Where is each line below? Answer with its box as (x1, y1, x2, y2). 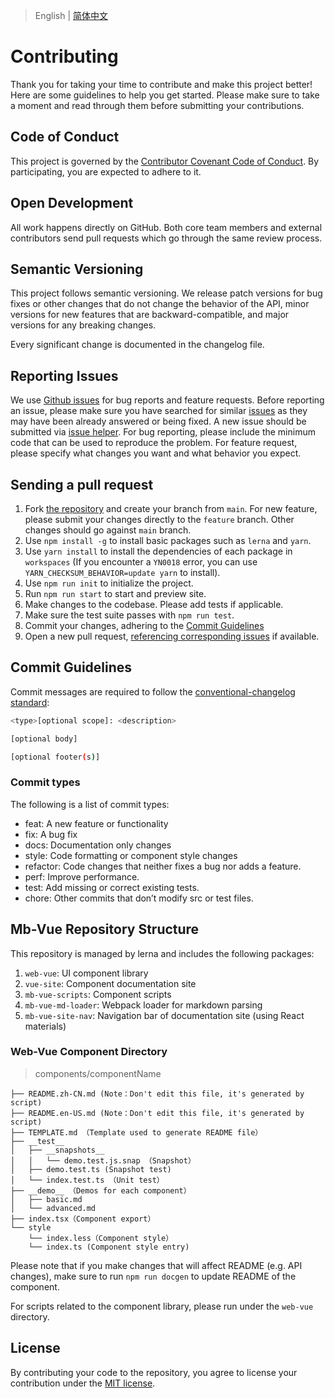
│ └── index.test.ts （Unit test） (10, 1175, 165, 1185)
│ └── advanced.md (10, 1203, 97, 1213)
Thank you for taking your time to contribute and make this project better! (10, 78, 313, 90)
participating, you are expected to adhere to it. (10, 165, 202, 178)
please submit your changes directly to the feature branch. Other (24, 514, 295, 525)
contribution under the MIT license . (10, 1377, 156, 1389)
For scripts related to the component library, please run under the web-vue (10, 1300, 314, 1312)
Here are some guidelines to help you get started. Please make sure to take (10, 89, 320, 101)
